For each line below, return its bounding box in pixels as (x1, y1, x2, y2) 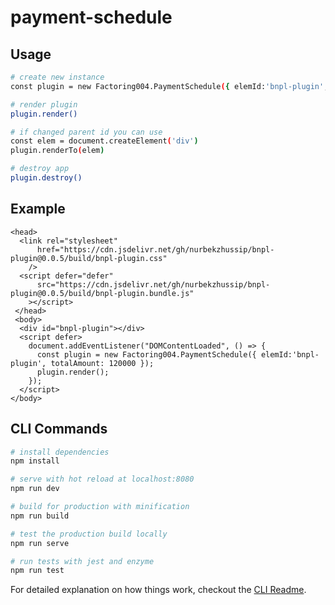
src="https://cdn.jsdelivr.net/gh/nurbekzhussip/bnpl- (36, 279, 271, 290)
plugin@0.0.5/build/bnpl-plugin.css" (10, 253, 168, 263)
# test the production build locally (10, 529, 168, 539)
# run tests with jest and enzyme (10, 556, 155, 566)
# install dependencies (10, 447, 110, 457)
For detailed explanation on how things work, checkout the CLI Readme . (10, 584, 307, 596)
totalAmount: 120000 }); (50, 358, 155, 368)
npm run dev (10, 484, 60, 494)
